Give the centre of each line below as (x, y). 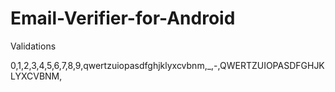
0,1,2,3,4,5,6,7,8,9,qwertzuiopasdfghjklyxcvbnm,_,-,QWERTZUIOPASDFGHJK (167, 65)
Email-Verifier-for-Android (123, 18)
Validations (33, 46)
